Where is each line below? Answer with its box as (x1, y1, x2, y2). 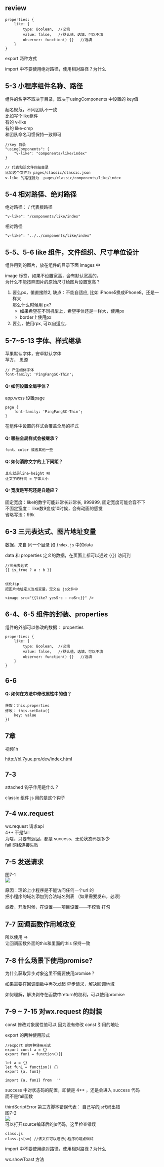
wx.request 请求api (5, 823, 44, 829)
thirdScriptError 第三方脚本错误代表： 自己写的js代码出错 (5, 1103, 121, 1109)
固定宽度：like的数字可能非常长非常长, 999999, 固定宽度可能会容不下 (5, 499, 146, 505)
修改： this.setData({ (5, 709, 50, 714)
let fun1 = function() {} (5, 1065, 58, 1070)
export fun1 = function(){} (5, 1051, 63, 1057)
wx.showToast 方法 (5, 1156, 44, 1162)
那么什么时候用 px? (12, 302, 51, 308)
